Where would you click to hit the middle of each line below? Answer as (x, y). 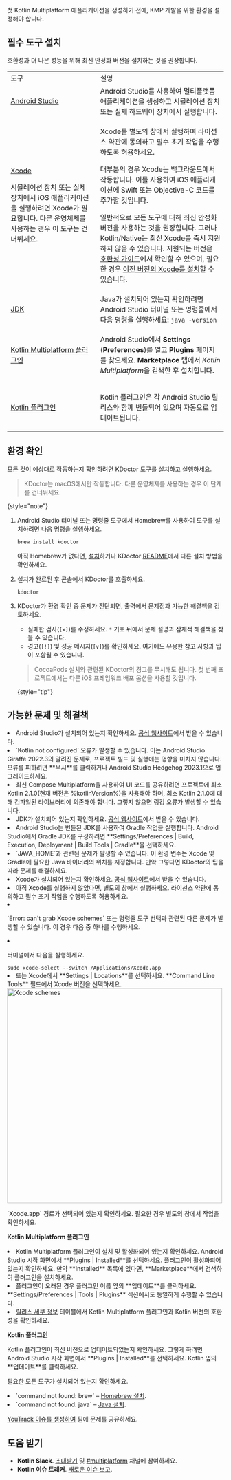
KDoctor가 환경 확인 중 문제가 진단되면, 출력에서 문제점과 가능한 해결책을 (115, 606)
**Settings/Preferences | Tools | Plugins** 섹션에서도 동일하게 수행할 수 (106, 1294)
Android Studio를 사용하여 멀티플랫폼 (158, 91)
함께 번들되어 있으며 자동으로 (165, 407)
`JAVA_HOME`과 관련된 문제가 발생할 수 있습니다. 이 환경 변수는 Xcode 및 (115, 853)
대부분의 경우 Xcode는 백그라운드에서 (157, 169)
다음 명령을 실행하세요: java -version (158, 320)
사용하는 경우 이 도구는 (45, 228)
